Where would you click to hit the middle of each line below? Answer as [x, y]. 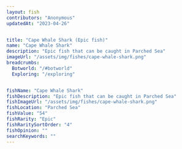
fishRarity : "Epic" [31, 119]
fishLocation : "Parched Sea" [44, 108]
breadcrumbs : [23, 63]
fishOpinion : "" [27, 130]
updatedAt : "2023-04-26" [38, 23]
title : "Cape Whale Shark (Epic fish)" [57, 40]
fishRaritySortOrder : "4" [39, 124]
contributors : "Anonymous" [41, 18]
